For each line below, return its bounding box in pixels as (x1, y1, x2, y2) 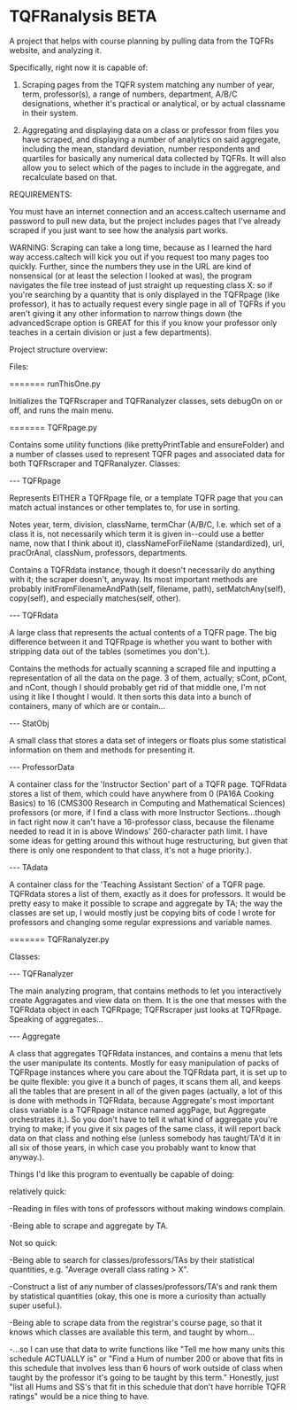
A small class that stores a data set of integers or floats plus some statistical (9, 735, 286, 745)
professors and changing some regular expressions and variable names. (9, 916, 272, 927)
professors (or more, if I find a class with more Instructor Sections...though (9, 806, 281, 817)
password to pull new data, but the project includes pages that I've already (9, 215, 281, 226)
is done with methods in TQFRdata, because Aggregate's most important (9, 1095, 275, 1105)
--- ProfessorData (9, 761, 75, 772)
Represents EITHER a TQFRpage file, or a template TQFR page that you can (9, 492, 284, 502)
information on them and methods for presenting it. (9, 744, 195, 755)
